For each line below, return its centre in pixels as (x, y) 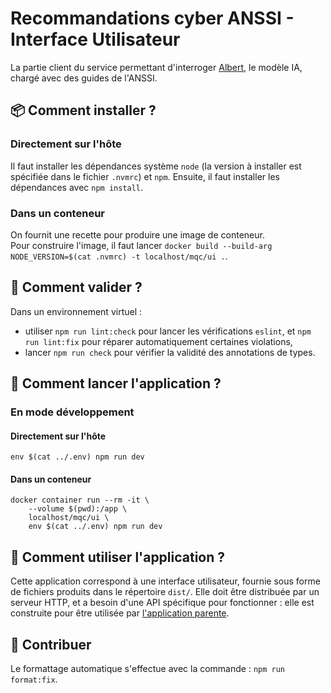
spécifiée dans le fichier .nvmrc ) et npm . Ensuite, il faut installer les (145, 176)
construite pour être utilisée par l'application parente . (120, 613)
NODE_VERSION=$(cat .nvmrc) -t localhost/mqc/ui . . (119, 256)
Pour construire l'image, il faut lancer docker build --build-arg (141, 245)
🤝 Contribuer (51, 644)
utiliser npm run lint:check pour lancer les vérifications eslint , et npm (168, 331)
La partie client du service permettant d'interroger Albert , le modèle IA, (156, 67)
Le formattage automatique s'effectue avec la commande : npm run (148, 669)
